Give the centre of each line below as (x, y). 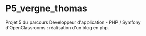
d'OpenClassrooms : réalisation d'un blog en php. (57, 27)
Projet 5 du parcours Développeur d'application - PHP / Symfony (73, 22)
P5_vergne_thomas (46, 9)
